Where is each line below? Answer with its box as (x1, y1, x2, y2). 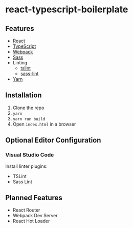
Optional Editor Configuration (5, 136, 101, 145)
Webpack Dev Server (12, 213, 58, 219)
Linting (12, 60, 28, 65)
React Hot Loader (12, 218, 50, 224)
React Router (12, 207, 40, 213)
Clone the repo (12, 104, 45, 111)
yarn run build (12, 116, 46, 121)
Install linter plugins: (5, 163, 48, 169)
